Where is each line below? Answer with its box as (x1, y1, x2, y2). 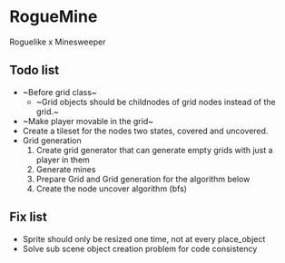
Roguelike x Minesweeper (9, 36, 106, 47)
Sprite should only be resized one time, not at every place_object (22, 233, 266, 244)
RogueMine (9, 6, 98, 27)
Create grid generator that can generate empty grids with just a (35, 144, 274, 155)
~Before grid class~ (22, 86, 97, 97)
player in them (35, 154, 91, 165)
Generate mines (35, 163, 96, 174)
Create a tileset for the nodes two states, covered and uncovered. (22, 125, 269, 136)
